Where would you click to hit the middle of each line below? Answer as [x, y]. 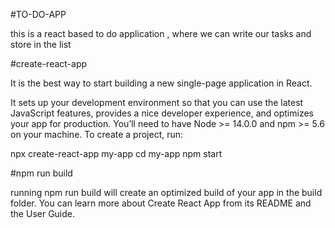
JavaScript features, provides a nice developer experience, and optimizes [162, 113]
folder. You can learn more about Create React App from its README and [161, 203]
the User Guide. [43, 213]
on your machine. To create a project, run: [97, 134]
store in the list [41, 44]
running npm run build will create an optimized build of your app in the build [166, 192]
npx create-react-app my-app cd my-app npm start [116, 153]
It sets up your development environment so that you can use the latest [157, 102]
